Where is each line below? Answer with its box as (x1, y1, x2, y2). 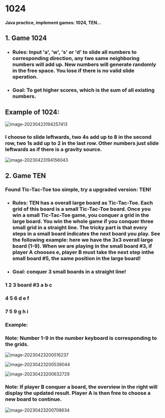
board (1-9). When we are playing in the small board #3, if (12, 243, 152, 250)
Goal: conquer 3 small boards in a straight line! (12, 268, 127, 275)
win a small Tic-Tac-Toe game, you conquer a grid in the (12, 212, 149, 219)
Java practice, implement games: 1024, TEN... (5, 19, 102, 25)
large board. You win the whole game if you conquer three (12, 218, 154, 225)
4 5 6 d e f (5, 295, 30, 302)
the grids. (5, 340, 29, 347)
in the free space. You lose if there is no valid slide (12, 67, 134, 74)
